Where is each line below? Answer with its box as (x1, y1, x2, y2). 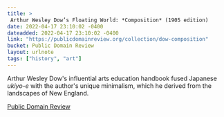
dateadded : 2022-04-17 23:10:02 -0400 (7, 29, 119, 37)
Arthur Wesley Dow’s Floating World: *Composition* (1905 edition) (10, 17, 209, 24)
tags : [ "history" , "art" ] (7, 55, 82, 62)
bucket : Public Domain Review (7, 42, 95, 49)
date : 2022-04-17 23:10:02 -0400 (7, 23, 104, 30)
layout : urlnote (7, 49, 54, 56)
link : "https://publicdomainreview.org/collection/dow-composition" (7, 36, 209, 43)
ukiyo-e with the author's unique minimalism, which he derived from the (7, 81, 212, 90)
